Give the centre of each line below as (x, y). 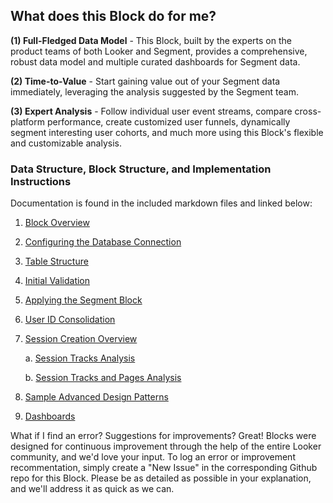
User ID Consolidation (70, 320)
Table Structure (56, 261)
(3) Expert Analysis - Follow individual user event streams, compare (151, 111)
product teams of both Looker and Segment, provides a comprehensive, (159, 51)
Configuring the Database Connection (103, 242)
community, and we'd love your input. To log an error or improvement (153, 457)
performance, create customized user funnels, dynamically (168, 121)
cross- (308, 111)
